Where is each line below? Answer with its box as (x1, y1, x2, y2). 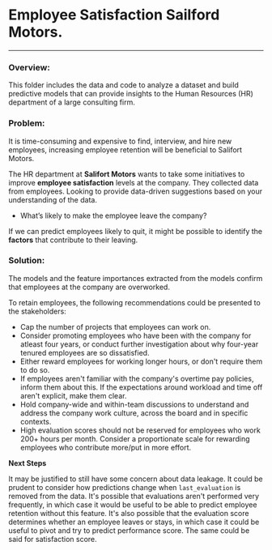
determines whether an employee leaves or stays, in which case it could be (8, 517, 260, 527)
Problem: (8, 117, 45, 129)
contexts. (19, 416, 52, 426)
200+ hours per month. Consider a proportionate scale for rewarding (19, 433, 250, 443)
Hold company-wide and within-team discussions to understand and (19, 399, 249, 409)
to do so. (19, 365, 50, 374)
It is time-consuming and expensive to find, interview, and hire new (8, 136, 232, 146)
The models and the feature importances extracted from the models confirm (8, 273, 263, 283)
